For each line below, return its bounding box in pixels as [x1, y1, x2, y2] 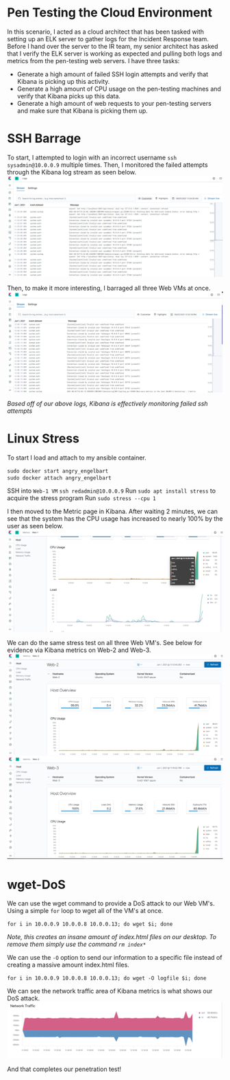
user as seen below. [7, 521, 64, 530]
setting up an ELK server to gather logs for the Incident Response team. [7, 34, 209, 43]
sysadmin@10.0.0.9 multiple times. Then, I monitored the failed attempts [7, 160, 208, 169]
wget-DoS [7, 877, 66, 892]
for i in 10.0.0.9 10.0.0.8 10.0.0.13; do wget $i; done [7, 921, 173, 928]
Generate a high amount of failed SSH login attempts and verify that [16, 70, 209, 78]
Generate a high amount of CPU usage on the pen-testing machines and [16, 85, 221, 93]
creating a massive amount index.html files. [7, 960, 130, 969]
